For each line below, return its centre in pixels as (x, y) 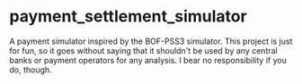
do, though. (31, 70)
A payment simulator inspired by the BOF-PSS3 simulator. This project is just (151, 41)
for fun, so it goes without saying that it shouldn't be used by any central (143, 50)
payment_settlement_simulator (128, 17)
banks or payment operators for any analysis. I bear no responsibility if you (148, 60)
